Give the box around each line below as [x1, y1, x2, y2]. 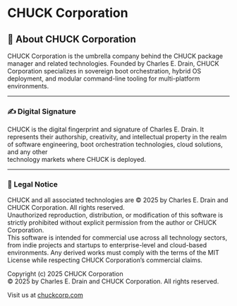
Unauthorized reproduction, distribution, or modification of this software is [7, 211, 224, 219]
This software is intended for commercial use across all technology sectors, [7, 233, 228, 242]
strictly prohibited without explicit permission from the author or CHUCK [7, 218, 217, 227]
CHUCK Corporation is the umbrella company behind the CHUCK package [7, 52, 224, 60]
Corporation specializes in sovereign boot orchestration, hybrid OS [7, 67, 202, 75]
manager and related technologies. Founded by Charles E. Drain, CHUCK [7, 59, 219, 68]
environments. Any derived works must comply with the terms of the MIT [7, 248, 220, 257]
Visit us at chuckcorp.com [7, 290, 83, 299]
